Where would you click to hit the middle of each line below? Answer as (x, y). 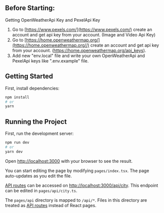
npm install (17, 97)
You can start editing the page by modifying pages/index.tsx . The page (77, 170)
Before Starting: (30, 8)
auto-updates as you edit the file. (38, 176)
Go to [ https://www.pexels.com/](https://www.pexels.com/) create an (82, 30)
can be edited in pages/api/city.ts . (41, 190)
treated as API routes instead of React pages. (51, 205)
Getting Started (29, 76)
